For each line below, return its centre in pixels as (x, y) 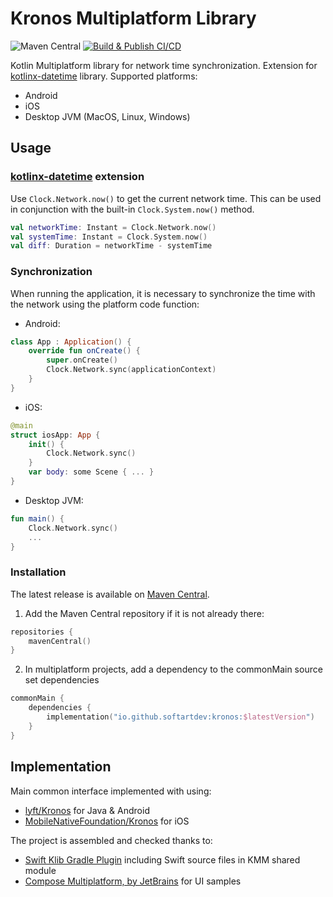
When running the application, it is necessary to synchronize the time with (163, 293)
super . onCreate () (82, 360)
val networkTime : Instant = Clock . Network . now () (113, 227)
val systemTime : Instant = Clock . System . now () (109, 237)
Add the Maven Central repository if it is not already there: (144, 613)
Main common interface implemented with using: (111, 791)
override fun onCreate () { (84, 351)
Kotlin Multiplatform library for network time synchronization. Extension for (164, 65)
